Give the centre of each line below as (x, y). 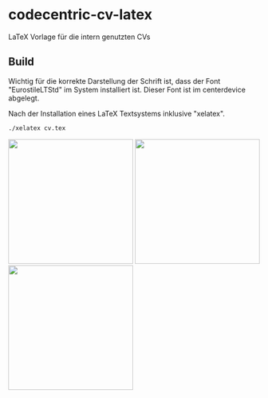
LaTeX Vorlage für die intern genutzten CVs (79, 37)
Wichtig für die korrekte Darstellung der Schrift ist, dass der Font (114, 81)
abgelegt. (24, 98)
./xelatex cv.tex (37, 128)
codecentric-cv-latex (81, 15)
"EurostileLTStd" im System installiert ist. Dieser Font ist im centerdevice (127, 89)
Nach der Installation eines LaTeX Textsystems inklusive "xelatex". (117, 113)
